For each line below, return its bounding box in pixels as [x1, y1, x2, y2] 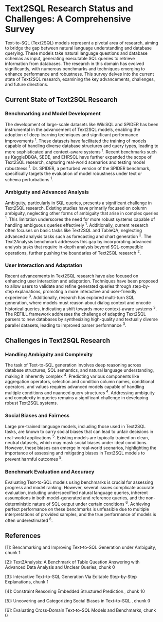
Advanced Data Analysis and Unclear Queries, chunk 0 [5, 564, 115, 570]
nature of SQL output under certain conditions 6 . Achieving [32, 500, 150, 507]
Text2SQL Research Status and [5, 3, 133, 14]
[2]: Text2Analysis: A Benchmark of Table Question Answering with [5, 559, 140, 565]
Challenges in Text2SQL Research [5, 336, 110, 344]
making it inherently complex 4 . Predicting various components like [5, 372, 140, 379]
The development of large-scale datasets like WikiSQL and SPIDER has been [5, 121, 159, 127]
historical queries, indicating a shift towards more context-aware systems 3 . [5, 305, 157, 312]
